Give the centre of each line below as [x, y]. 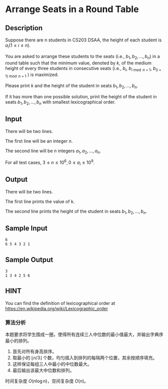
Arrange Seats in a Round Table [72, 9]
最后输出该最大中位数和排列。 [43, 370]
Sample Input [26, 228]
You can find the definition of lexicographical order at [60, 303]
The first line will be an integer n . [39, 141]
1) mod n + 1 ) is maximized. [32, 75]
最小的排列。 [18, 341]
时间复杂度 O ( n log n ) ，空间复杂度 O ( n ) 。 [47, 381]
